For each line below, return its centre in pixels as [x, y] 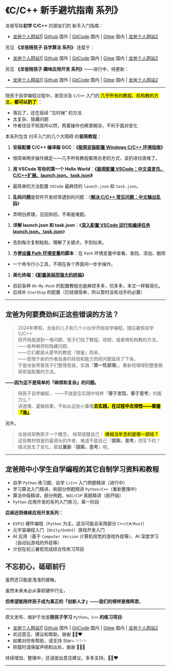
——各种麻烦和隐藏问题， [45, 346]
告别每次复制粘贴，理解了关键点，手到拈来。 [60, 242]
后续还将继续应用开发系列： [34, 512]
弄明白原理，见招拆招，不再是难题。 [51, 214]
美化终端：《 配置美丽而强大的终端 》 [49, 275]
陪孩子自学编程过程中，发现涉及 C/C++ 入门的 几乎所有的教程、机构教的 [80, 95]
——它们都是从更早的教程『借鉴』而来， [60, 352]
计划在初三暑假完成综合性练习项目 [48, 549]
